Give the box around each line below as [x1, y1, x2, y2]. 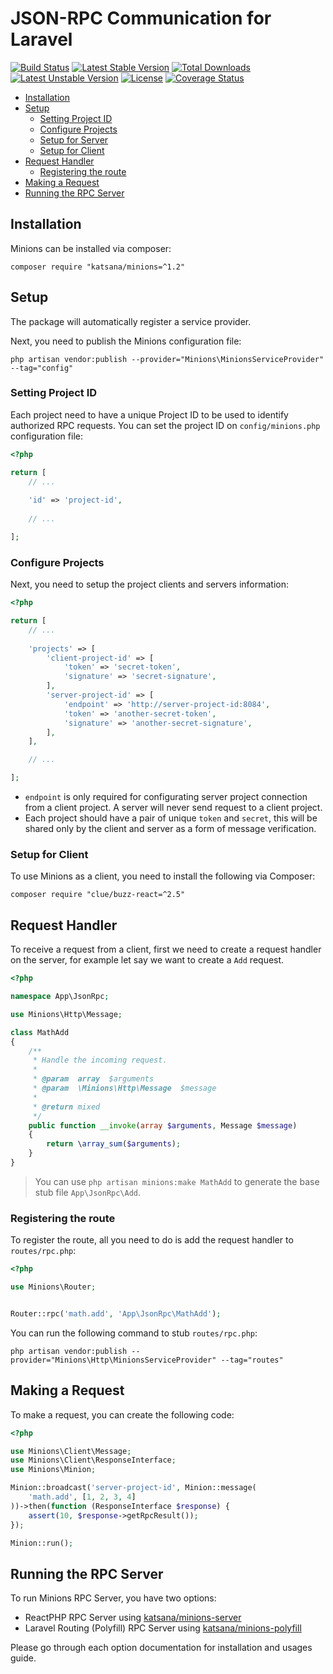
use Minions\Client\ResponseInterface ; [10, 1455, 177, 1466]
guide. [10, 1652, 37, 1664]
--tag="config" [10, 363, 74, 373]
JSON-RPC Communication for [10, 7, 272, 30]
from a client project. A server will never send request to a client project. [24, 802, 323, 814]
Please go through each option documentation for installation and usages [10, 1642, 313, 1654]
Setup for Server [39, 133, 109, 146]
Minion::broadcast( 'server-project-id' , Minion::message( [10, 1483, 257, 1493]
